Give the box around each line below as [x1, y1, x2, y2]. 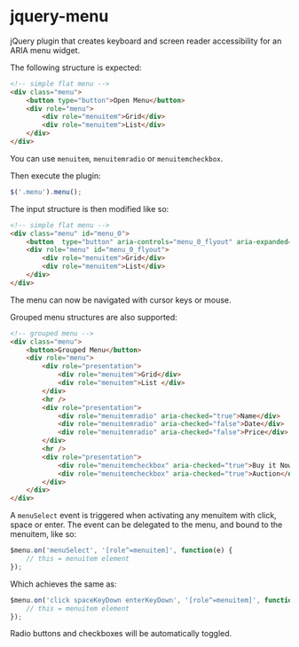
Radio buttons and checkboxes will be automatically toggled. [10, 628, 232, 639]
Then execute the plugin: [10, 170, 101, 181]
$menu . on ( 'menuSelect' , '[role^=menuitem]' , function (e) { [10, 546, 233, 556]
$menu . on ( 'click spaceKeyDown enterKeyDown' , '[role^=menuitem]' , [10, 596, 261, 604]
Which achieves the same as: [10, 579, 118, 589]
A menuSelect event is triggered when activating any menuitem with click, [10, 510, 278, 521]
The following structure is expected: [10, 62, 142, 73]
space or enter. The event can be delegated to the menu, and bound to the [10, 519, 283, 530]
